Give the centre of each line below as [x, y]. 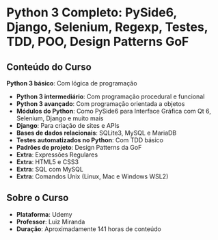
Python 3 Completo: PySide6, [92, 13]
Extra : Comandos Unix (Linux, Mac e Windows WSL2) [92, 176]
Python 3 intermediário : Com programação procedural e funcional [110, 96]
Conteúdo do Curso [49, 67]
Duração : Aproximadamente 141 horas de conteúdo [88, 229]
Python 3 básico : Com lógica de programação [72, 83]
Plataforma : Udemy [44, 214]
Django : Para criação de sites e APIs [68, 125]
